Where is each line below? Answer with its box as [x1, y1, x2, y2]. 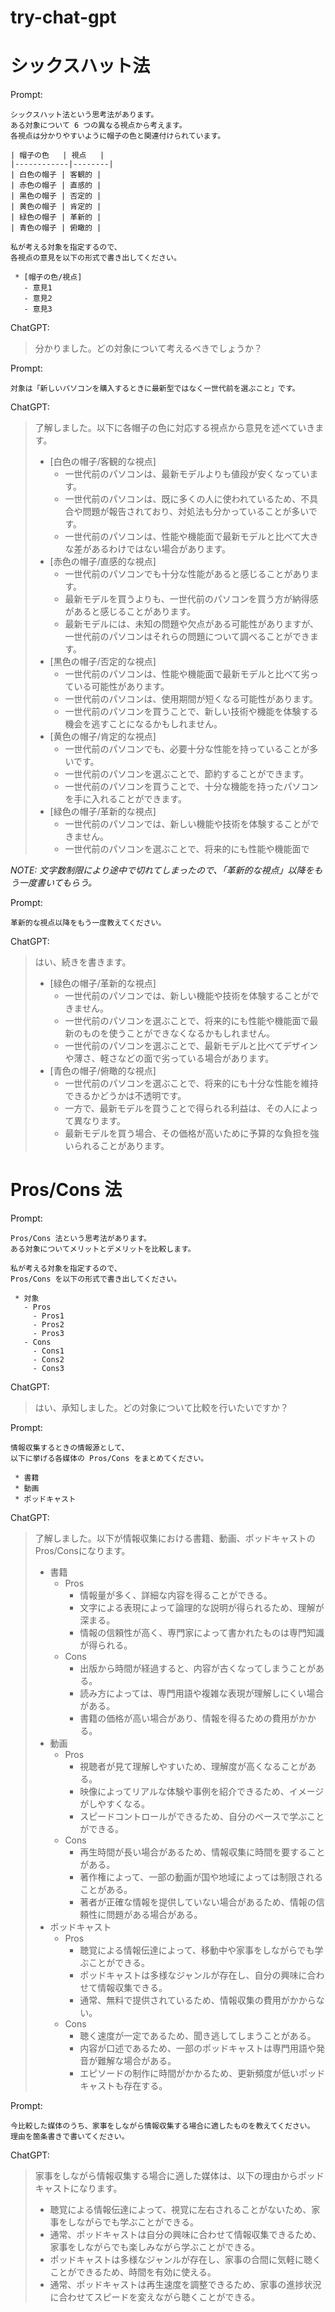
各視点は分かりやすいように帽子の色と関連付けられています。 [10, 131, 226, 141]
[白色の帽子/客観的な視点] [49, 456, 157, 468]
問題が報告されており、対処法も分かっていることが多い [82, 506, 309, 518]
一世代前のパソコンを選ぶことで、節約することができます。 [64, 768, 310, 780]
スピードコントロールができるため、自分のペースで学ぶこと [79, 1811, 325, 1823]
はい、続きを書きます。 [34, 956, 132, 968]
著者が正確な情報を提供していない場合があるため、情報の [79, 1896, 317, 1908]
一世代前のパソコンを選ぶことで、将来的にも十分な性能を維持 [64, 1077, 319, 1090]
